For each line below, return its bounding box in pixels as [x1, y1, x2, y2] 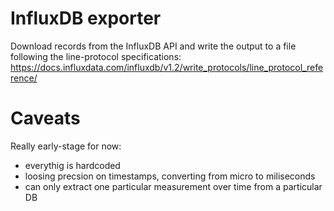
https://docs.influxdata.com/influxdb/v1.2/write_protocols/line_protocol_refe [10, 61, 324, 73]
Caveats [10, 107, 81, 130]
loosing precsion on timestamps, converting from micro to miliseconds [24, 170, 316, 182]
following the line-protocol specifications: [10, 50, 182, 62]
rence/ [10, 72, 38, 84]
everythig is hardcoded [24, 159, 121, 171]
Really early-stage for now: [10, 140, 122, 152]
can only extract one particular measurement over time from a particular [24, 180, 323, 192]
